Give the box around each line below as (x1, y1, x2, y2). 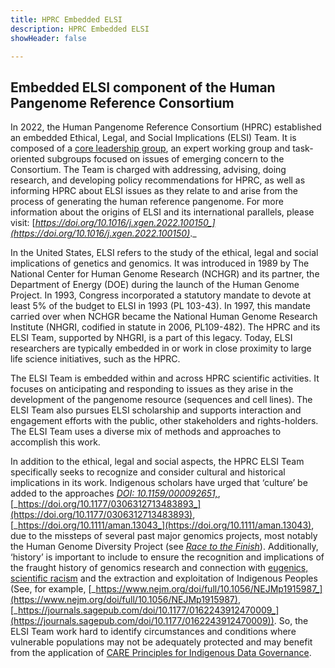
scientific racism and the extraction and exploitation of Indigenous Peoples (10, 572, 318, 585)
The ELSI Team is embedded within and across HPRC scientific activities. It (10, 372, 320, 385)
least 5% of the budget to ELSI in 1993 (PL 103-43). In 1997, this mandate (10, 300, 311, 312)
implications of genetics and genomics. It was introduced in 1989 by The (10, 257, 310, 270)
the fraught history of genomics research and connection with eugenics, (10, 562, 309, 574)
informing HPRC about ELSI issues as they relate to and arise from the (10, 185, 298, 197)
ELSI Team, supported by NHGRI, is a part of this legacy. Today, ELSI (10, 332, 293, 344)
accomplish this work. (10, 436, 101, 448)
